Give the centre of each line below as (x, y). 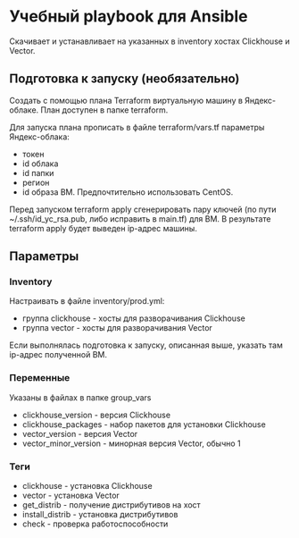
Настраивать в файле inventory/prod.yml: (87, 301)
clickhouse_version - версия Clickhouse (96, 415)
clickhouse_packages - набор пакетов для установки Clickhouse (144, 424)
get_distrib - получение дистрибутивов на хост (111, 505)
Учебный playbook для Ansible (129, 17)
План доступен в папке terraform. (104, 110)
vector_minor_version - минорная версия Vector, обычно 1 (131, 443)
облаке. (24, 110)
